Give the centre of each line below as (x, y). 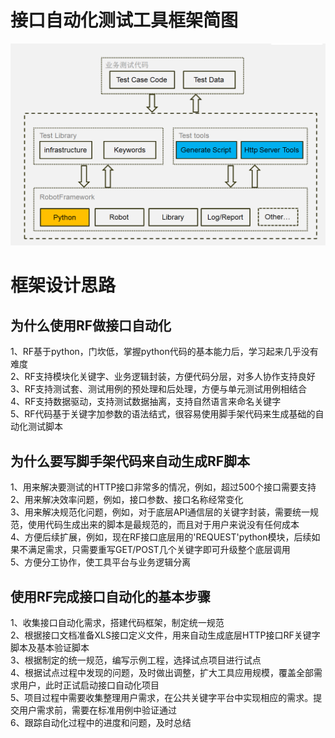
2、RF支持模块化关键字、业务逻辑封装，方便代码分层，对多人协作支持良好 (163, 377)
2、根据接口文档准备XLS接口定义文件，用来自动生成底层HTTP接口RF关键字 (165, 635)
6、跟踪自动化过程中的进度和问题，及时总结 (101, 722)
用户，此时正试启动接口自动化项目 (89, 685)
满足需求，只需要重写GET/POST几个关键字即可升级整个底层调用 (159, 550)
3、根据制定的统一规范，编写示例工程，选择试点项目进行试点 (136, 660)
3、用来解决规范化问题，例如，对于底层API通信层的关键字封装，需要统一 (160, 512)
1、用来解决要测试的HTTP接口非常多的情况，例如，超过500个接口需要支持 (163, 487)
